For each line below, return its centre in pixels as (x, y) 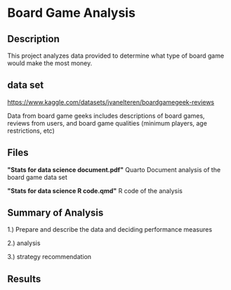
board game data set (38, 177)
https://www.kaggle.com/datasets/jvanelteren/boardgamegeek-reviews (111, 102)
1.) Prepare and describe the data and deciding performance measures (110, 230)
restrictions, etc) (31, 131)
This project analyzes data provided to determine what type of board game (116, 55)
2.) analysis (24, 243)
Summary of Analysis (55, 213)
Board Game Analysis (71, 13)
